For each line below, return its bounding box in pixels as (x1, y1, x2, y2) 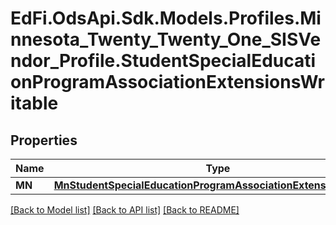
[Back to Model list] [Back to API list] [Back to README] (10, 204, 240, 216)
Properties (10, 132, 78, 149)
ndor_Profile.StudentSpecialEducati (10, 50, 317, 72)
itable (10, 92, 59, 115)
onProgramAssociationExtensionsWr (10, 71, 325, 94)
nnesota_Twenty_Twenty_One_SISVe (10, 28, 322, 51)
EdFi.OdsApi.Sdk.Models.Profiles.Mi (10, 7, 322, 30)
